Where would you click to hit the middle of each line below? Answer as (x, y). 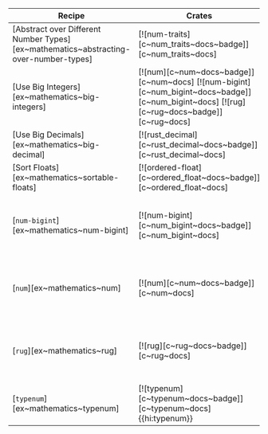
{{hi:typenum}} (166, 418)
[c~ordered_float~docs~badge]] (199, 177)
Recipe (71, 16)
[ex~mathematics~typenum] (66, 408)
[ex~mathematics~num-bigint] (71, 230)
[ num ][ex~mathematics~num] (67, 288)
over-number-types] (53, 59)
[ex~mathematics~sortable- (66, 177)
